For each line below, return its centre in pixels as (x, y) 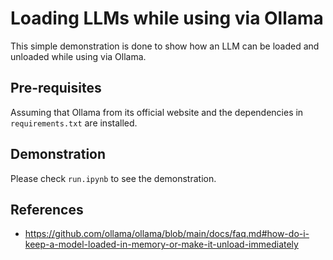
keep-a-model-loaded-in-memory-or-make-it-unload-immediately (161, 244)
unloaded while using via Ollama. (78, 56)
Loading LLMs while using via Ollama (167, 18)
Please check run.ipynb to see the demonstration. (113, 178)
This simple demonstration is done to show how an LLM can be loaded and (165, 46)
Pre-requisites (56, 88)
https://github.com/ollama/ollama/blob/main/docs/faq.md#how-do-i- (167, 234)
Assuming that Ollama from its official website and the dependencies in (157, 112)
